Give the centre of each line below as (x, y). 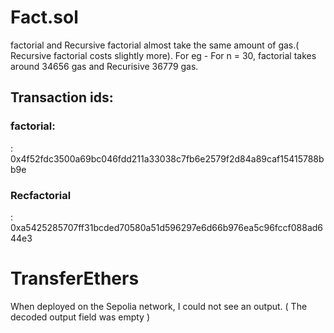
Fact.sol (44, 17)
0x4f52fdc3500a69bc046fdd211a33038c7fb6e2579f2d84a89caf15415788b (167, 158)
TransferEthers (75, 278)
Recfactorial (41, 195)
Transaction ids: (62, 97)
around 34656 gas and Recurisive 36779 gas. (104, 66)
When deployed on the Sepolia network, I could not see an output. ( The (159, 306)
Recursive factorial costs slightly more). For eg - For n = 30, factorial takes (163, 55)
